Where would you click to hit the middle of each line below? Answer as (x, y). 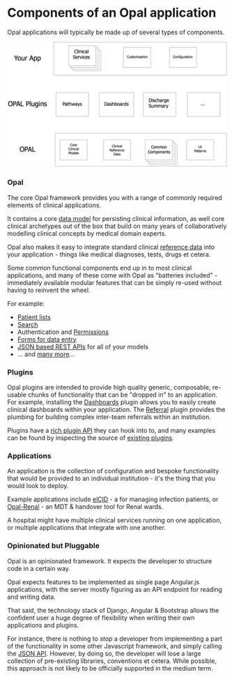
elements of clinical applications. (54, 205)
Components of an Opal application (112, 13)
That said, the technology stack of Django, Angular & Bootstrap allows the (113, 610)
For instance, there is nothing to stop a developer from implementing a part (115, 639)
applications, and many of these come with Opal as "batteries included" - (112, 275)
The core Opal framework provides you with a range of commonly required (115, 197)
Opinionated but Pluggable (53, 546)
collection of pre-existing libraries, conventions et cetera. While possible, (112, 661)
